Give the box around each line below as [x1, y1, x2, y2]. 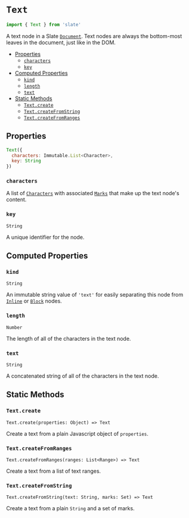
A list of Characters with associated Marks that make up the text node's [6, 190, 180, 197]
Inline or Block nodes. [6, 297, 63, 305]
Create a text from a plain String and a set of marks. [6, 505, 135, 512]
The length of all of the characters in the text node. [6, 335, 131, 342]
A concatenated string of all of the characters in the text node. [6, 372, 159, 380]
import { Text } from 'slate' [6, 21, 82, 27]
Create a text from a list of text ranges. [6, 467, 101, 474]
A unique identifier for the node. [6, 233, 85, 240]
